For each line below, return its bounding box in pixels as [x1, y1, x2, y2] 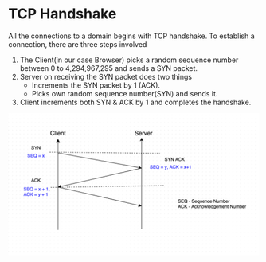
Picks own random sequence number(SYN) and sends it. [31, 88, 218, 98]
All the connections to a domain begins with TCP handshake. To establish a [8, 31, 255, 41]
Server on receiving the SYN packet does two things [19, 72, 193, 81]
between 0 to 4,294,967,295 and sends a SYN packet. [19, 63, 198, 72]
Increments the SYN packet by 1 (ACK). [31, 80, 161, 90]
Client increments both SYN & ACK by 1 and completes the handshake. [19, 97, 252, 107]
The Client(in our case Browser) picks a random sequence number [19, 55, 239, 65]
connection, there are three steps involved [8, 39, 147, 49]
